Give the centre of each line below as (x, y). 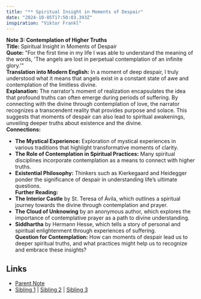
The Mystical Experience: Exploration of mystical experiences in (95, 141)
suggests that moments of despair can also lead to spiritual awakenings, (96, 117)
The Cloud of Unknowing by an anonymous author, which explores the (103, 212)
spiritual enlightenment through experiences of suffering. (85, 231)
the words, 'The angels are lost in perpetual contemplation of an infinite (94, 59)
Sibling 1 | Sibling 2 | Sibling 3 (51, 290)
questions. (28, 186)
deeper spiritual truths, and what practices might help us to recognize (101, 244)
